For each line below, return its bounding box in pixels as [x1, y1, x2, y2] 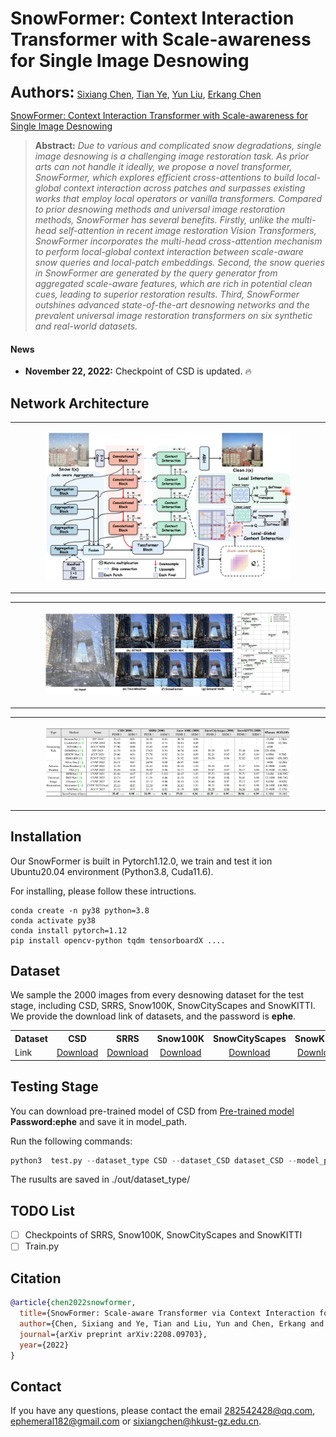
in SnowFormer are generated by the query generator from [34, 267, 278, 279]
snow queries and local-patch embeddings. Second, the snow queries [34, 256, 325, 268]
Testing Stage [10, 1078, 99, 1096]
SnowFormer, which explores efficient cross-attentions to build [34, 171, 295, 183]
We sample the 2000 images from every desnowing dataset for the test [10, 989, 305, 1001]
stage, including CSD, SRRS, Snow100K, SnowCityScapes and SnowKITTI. [10, 1000, 316, 1012]
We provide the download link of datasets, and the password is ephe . [10, 1010, 297, 1022]
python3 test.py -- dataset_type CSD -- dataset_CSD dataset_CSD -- [10, 1155, 298, 1166]
